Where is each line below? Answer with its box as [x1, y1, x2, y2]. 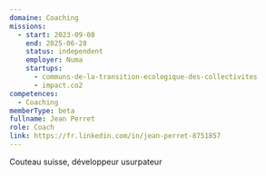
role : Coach [9, 123, 54, 132]
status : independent [25, 47, 103, 56]
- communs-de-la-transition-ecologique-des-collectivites [33, 73, 258, 82]
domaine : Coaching [9, 13, 79, 23]
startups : [25, 64, 64, 73]
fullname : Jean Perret [9, 114, 95, 123]
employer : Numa [25, 55, 84, 64]
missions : [9, 22, 47, 31]
